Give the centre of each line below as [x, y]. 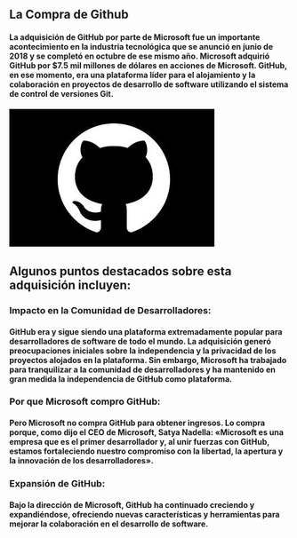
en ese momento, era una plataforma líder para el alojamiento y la [132, 75]
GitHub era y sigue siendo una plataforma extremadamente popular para [146, 331]
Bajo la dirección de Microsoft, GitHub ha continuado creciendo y [132, 504]
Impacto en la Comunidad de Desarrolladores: [110, 310]
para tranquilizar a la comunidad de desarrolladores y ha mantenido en [142, 369]
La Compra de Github [69, 15]
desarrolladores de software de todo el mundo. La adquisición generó [140, 341]
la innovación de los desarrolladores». [81, 461]
